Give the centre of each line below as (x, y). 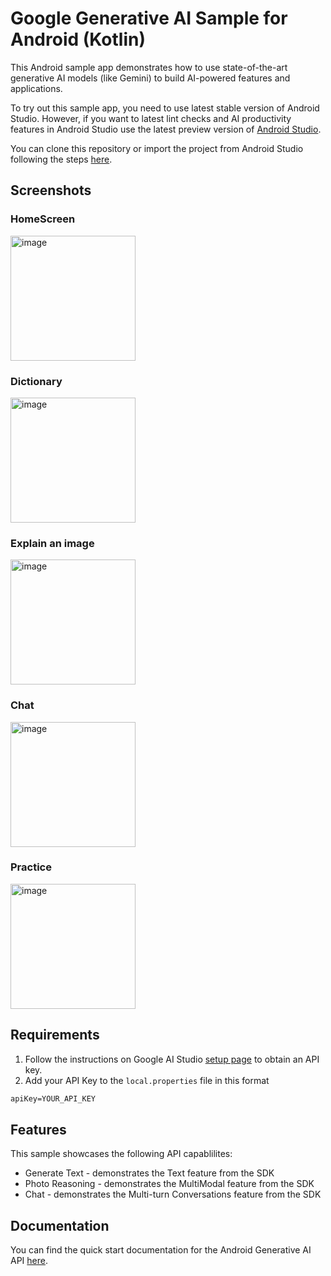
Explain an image (52, 543)
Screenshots (51, 190)
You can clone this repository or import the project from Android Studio (157, 148)
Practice (31, 867)
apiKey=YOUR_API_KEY (53, 1098)
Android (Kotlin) (78, 39)
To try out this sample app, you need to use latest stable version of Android (165, 108)
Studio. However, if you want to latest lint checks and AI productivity (151, 118)
